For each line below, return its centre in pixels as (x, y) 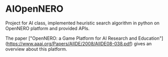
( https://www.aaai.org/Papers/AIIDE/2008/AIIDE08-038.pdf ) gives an (79, 43)
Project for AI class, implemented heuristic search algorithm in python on (82, 23)
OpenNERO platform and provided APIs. (48, 28)
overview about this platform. (36, 49)
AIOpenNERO (34, 9)
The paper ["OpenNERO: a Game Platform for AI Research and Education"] (84, 38)
